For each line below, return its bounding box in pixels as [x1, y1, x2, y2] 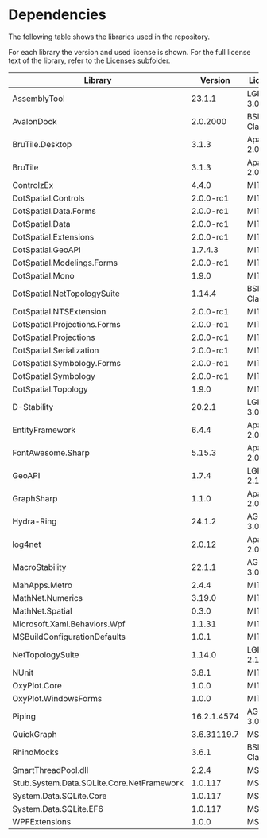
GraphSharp [12, 493, 58, 504]
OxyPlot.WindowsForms [12, 692, 103, 704]
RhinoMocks [12, 746, 60, 758]
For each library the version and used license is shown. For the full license [8, 47, 251, 57]
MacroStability [12, 561, 67, 572]
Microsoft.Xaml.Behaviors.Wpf [12, 618, 126, 629]
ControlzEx [12, 179, 54, 190]
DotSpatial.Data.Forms [12, 205, 97, 216]
